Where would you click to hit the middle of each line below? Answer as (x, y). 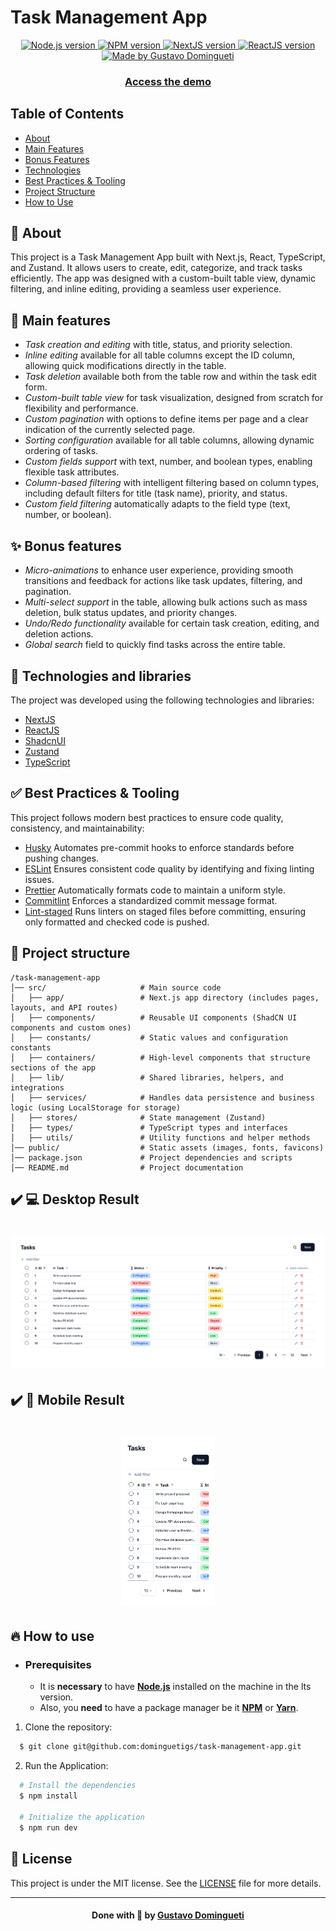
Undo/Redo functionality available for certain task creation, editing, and (172, 623)
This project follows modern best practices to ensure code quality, (147, 817)
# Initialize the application (82, 1817)
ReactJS (42, 730)
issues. (39, 879)
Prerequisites (58, 1665)
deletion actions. (59, 634)
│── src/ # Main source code (116, 987)
